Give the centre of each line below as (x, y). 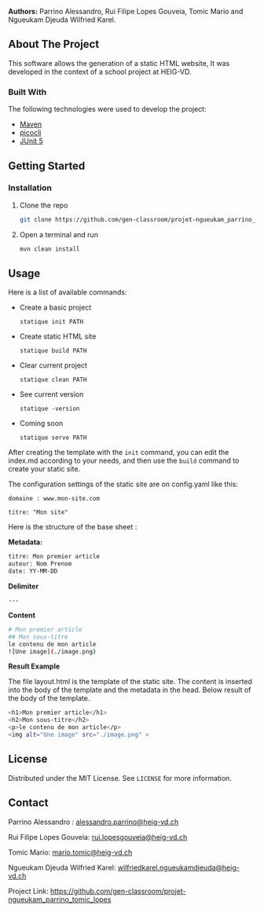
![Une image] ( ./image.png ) (52, 651)
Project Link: (28, 891)
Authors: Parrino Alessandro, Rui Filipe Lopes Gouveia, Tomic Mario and (126, 11)
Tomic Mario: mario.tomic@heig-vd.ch (70, 852)
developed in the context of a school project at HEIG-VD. (100, 71)
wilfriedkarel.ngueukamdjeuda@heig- (178, 867)
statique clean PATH (53, 380)
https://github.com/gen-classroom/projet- (118, 891)
